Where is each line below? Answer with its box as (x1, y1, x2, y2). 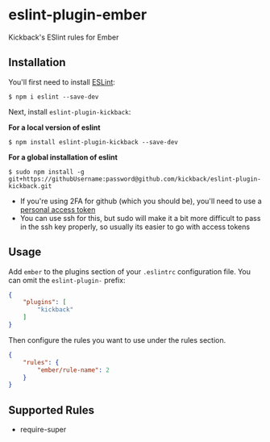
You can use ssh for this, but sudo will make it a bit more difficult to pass (19, 213, 261, 223)
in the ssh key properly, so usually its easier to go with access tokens (19, 222, 251, 231)
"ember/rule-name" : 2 (37, 365, 110, 374)
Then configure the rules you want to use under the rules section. (8, 335, 226, 344)
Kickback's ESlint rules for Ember (8, 32, 119, 42)
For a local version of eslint (8, 123, 101, 132)
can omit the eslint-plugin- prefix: (8, 275, 126, 285)
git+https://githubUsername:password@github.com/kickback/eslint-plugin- (8, 175, 262, 183)
